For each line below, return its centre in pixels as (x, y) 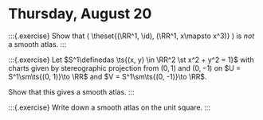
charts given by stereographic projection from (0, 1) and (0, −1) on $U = (125, 68)
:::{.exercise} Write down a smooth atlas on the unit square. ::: (110, 107)
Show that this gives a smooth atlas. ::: (71, 91)
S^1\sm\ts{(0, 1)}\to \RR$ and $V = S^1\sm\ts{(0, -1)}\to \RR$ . (108, 76)
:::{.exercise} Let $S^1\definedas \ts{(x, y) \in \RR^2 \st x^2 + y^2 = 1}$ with (131, 60)
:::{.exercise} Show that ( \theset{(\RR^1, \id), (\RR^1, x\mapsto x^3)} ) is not (131, 36)
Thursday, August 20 (80, 14)
